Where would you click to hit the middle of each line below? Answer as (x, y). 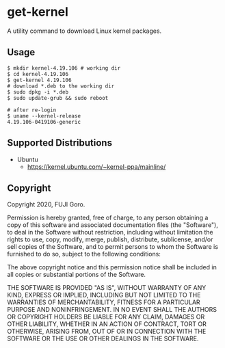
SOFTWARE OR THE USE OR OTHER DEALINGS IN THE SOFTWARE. (103, 338)
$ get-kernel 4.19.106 (39, 80)
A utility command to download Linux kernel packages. (84, 31)
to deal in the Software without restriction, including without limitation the (110, 232)
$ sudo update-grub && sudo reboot (58, 98)
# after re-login (32, 110)
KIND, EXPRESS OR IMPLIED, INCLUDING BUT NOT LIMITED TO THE (104, 295)
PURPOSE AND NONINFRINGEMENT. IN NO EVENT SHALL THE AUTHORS (112, 310)
